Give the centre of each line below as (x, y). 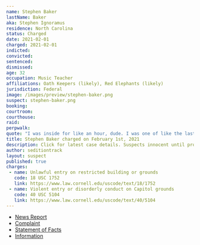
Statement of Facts (38, 230)
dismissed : (20, 67)
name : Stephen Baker (32, 12)
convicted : (20, 56)
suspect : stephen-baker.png (41, 100)
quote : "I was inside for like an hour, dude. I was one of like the (94, 134)
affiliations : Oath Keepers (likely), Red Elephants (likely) (85, 84)
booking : (17, 106)
